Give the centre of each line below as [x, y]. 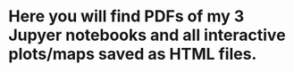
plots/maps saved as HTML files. [133, 54]
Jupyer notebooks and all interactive [147, 35]
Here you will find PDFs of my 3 [126, 16]
